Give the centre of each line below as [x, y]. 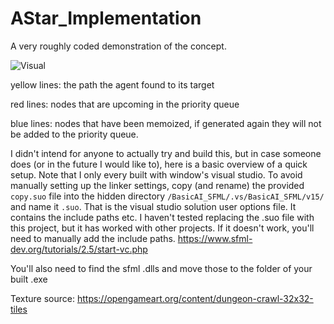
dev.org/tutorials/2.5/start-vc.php [79, 249]
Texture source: [42, 298]
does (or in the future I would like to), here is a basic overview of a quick [159, 164]
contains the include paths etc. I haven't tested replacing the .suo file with [162, 217]
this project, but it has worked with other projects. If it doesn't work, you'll [162, 228]
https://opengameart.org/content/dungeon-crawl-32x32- [195, 298]
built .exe [29, 279]
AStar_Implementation [106, 18]
